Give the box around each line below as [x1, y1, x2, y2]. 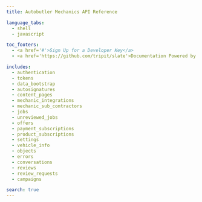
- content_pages [11, 92, 53, 98]
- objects [11, 148, 36, 154]
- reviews [11, 165, 36, 171]
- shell [11, 25, 31, 31]
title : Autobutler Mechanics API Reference [6, 8, 118, 15]
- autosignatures [11, 86, 56, 92]
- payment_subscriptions [11, 125, 74, 131]
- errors [11, 154, 34, 160]
